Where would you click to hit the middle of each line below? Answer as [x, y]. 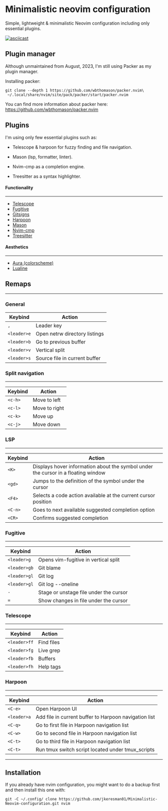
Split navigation [24, 373]
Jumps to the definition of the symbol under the [88, 481]
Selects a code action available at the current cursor [94, 495]
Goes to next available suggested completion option [94, 510]
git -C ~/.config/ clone [31, 799]
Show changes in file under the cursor [83, 600]
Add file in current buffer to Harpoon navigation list [95, 717]
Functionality [19, 188]
